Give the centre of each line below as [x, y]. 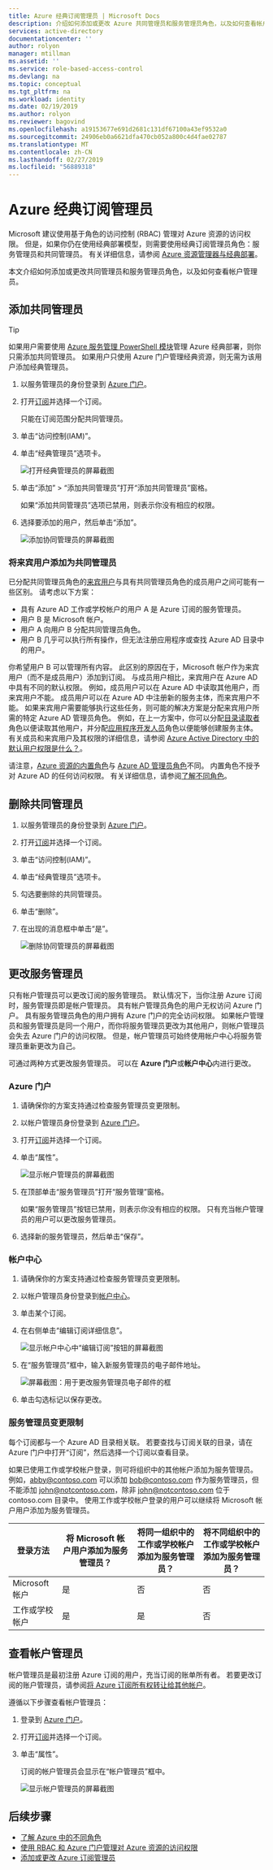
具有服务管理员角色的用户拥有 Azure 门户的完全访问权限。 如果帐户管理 [144, 1015]
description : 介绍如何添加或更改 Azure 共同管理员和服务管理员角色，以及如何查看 [133, 24]
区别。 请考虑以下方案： [55, 592]
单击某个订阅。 [45, 1313]
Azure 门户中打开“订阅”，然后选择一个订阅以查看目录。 [101, 1452]
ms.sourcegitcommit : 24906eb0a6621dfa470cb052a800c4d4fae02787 [118, 137]
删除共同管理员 [46, 804]
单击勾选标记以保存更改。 [63, 1399]
